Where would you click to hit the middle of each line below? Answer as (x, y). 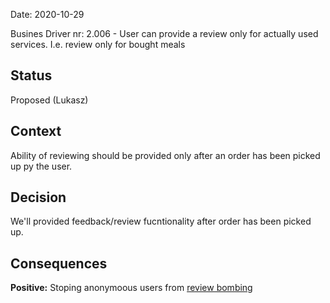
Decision (38, 197)
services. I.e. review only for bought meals (98, 44)
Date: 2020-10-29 (47, 14)
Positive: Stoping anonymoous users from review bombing (131, 288)
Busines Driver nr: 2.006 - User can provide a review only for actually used (164, 33)
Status (31, 75)
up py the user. (41, 166)
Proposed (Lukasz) (49, 100)
